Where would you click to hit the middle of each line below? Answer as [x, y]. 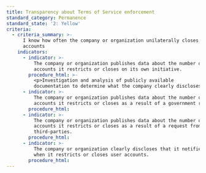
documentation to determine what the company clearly [104, 87]
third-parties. [53, 132]
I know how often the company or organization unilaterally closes [111, 40]
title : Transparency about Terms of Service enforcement [81, 12]
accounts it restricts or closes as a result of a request [111, 126]
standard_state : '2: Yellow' [44, 23]
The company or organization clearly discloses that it [106, 149]
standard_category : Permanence [46, 18]
